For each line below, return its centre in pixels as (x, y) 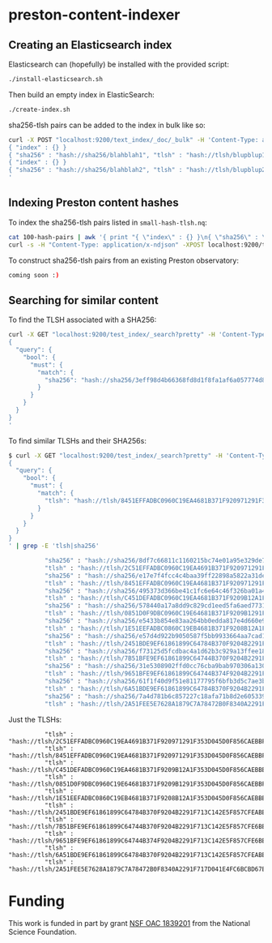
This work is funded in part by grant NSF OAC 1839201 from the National (130, 924)
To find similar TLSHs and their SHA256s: (78, 440)
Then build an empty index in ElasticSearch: (82, 94)
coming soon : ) (34, 275)
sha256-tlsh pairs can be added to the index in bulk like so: (107, 125)
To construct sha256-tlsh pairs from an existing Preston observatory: (123, 260)
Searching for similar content (84, 300)
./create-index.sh (39, 109)
